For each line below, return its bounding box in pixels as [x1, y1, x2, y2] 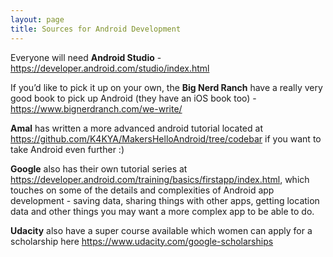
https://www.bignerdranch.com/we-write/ [10, 102, 183, 115]
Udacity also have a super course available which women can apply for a [10, 224, 313, 236]
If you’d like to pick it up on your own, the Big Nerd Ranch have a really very [10, 81, 323, 93]
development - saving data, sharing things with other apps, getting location [10, 194, 320, 206]
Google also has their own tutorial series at [10, 162, 188, 175]
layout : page [10, 14, 65, 25]
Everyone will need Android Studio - [10, 51, 162, 63]
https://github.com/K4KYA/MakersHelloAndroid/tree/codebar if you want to [10, 132, 322, 145]
